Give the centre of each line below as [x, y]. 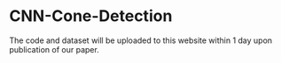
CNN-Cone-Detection [91, 16]
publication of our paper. [54, 49]
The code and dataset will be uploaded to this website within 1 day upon [141, 40]
